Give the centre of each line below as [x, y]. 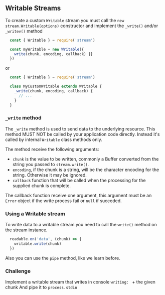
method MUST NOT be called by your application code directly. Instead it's [82, 134]
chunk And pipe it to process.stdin [41, 287]
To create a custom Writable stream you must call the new [65, 20]
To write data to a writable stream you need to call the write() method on [81, 225]
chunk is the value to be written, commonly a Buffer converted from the [86, 159]
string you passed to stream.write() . [51, 164]
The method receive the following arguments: [52, 149]
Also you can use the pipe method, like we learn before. [63, 258]
